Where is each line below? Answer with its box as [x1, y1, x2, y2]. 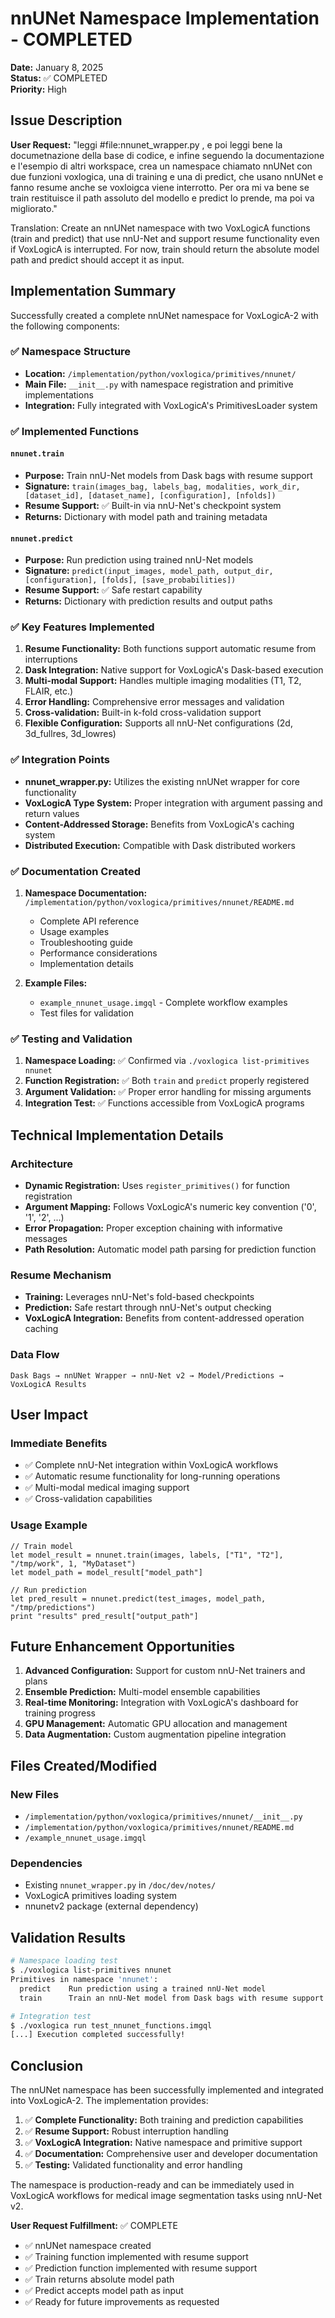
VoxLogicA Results [10, 1379, 87, 1389]
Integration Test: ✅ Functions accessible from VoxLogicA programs [24, 1097, 305, 1109]
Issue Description [10, 112, 123, 129]
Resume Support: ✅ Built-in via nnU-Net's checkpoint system [24, 499, 282, 511]
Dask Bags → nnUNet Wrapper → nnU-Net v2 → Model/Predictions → [10, 1370, 284, 1381]
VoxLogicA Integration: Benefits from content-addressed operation [24, 1312, 305, 1324]
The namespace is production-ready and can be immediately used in [10, 2179, 295, 2191]
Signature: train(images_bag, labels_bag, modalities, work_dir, [24, 480, 301, 492]
